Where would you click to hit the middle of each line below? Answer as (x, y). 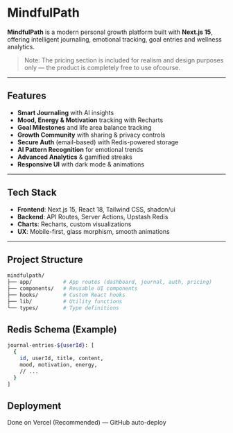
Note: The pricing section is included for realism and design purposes (124, 60)
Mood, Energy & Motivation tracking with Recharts (90, 120)
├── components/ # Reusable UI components (72, 289)
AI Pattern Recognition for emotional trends (80, 149)
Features (27, 96)
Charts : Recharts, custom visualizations (74, 224)
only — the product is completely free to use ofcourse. (102, 67)
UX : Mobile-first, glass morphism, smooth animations (93, 231)
